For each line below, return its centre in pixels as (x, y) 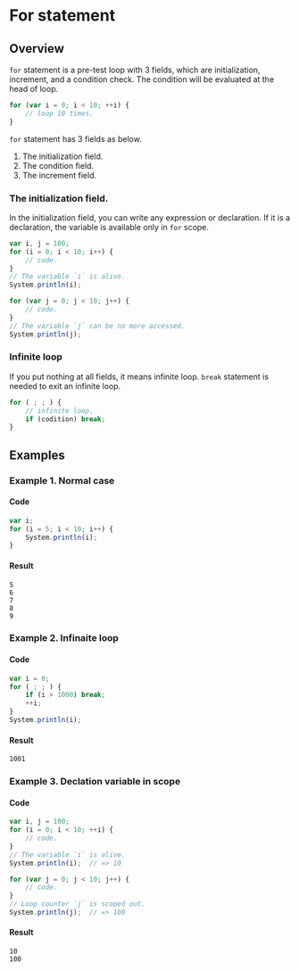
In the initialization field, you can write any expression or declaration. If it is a (150, 217)
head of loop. (34, 89)
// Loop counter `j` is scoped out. (77, 904)
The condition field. (58, 165)
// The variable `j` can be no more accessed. (97, 326)
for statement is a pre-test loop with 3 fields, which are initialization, (135, 70)
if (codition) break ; (65, 419)
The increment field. (59, 175)
